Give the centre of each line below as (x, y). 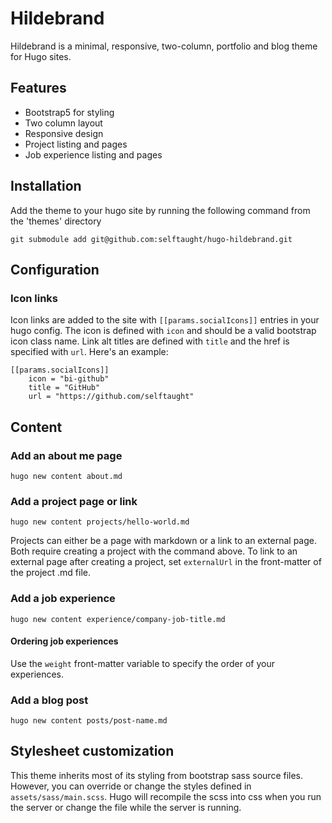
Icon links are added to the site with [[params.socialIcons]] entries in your (165, 320)
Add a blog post (49, 700)
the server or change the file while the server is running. (126, 807)
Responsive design (64, 133)
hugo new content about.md (66, 476)
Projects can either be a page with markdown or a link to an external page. (164, 541)
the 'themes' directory (56, 221)
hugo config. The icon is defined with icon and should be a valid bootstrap (163, 331)
